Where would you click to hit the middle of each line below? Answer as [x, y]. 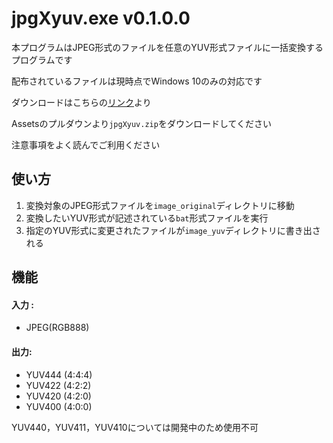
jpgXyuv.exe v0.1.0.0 [101, 18]
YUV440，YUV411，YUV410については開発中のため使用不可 [135, 427]
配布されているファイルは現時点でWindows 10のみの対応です [137, 81]
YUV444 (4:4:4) [59, 374]
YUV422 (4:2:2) [58, 385]
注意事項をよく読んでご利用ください [86, 144]
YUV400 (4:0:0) [59, 406]
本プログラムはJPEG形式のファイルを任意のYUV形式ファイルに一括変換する [167, 47]
